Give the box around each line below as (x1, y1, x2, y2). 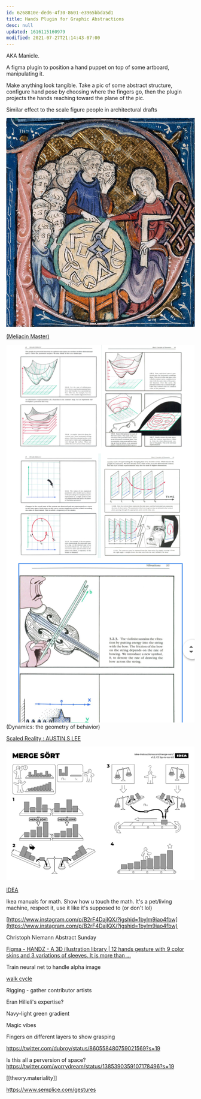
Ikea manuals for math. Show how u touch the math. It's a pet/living (6, 898, 172, 905)
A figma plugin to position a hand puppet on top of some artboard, (6, 64, 169, 71)
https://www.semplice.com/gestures (6, 1086, 96, 1094)
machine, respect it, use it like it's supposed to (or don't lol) (6, 904, 153, 911)
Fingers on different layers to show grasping (6, 1033, 115, 1040)
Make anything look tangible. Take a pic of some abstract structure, (6, 82, 173, 89)
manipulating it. (6, 70, 44, 77)
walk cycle (6, 975, 33, 983)
